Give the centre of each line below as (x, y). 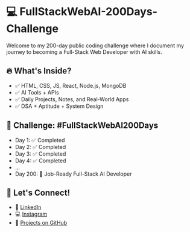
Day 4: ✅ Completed (40, 161)
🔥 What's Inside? (39, 71)
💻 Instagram (31, 214)
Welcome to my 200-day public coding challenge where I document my (95, 45)
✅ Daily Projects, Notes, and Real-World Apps (72, 99)
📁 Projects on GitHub (41, 223)
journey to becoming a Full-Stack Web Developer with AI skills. (84, 51)
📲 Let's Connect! (38, 192)
